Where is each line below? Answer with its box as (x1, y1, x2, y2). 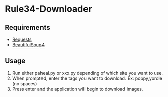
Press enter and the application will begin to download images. (12, 86, 143, 92)
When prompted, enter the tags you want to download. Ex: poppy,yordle (12, 75, 163, 81)
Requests (12, 36, 32, 42)
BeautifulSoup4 (12, 42, 45, 48)
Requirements (5, 23, 50, 32)
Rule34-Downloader (5, 3, 92, 15)
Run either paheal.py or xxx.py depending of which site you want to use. (12, 70, 163, 76)
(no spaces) (12, 80, 37, 86)
